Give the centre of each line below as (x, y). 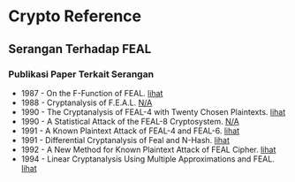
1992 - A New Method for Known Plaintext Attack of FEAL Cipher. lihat (148, 149)
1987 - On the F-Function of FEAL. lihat (92, 93)
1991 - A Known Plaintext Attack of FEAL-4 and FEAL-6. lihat (130, 131)
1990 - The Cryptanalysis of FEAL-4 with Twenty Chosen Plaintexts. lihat (153, 111)
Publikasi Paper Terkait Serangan (81, 74)
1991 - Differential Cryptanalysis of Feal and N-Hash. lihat (125, 140)
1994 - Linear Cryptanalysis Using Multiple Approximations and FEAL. (147, 159)
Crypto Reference (75, 16)
